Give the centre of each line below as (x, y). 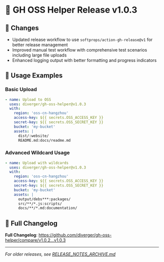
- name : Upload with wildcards (37, 163)
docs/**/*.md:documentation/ (48, 208)
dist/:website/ (33, 136)
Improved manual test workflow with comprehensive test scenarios (80, 50)
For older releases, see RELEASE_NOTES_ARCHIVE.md (60, 254)
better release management (40, 45)
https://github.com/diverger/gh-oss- (75, 235)
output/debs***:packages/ (44, 199)
